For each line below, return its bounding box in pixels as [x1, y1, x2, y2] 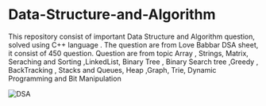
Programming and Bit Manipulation [8, 74, 121, 83]
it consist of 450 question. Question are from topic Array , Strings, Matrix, [8, 48, 249, 58]
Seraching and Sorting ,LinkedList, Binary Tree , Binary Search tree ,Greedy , [8, 57, 259, 66]
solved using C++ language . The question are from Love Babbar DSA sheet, [8, 40, 259, 49]
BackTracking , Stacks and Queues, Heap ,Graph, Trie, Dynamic [8, 65, 217, 74]
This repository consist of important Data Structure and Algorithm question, [8, 32, 256, 41]
